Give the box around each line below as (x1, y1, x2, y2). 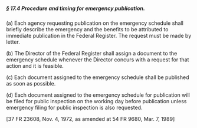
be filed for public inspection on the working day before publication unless (6, 97, 187, 104)
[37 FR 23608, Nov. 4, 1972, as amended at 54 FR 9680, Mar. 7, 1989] (6, 115, 175, 122)
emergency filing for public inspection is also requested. (6, 104, 143, 111)
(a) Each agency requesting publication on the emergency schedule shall (6, 19, 184, 27)
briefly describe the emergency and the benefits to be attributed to (6, 25, 169, 32)
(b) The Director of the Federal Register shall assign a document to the (6, 50, 178, 57)
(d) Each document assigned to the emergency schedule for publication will (6, 91, 190, 99)
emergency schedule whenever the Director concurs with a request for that (6, 56, 189, 63)
